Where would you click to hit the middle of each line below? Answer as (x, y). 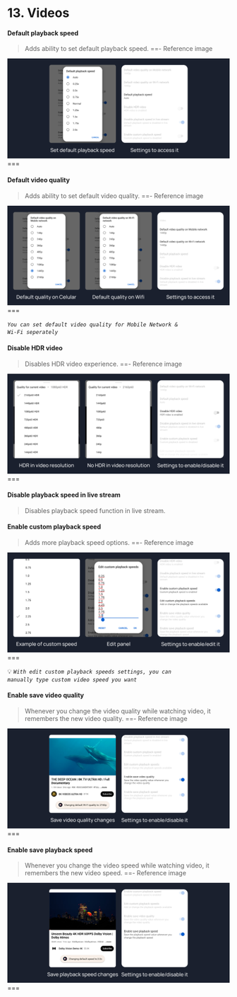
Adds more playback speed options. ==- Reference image (109, 542)
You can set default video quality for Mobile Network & (93, 325)
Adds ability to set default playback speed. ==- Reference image (119, 49)
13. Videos (38, 13)
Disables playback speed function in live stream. (95, 510)
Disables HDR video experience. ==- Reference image (103, 364)
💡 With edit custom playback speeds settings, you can (89, 671)
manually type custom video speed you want (72, 680)
